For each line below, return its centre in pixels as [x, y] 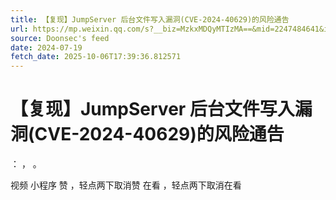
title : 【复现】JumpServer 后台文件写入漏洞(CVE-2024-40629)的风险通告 [150, 19]
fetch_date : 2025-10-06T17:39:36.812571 [96, 57]
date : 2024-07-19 [46, 47]
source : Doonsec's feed [60, 38]
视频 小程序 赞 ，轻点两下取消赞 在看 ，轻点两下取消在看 [126, 185]
